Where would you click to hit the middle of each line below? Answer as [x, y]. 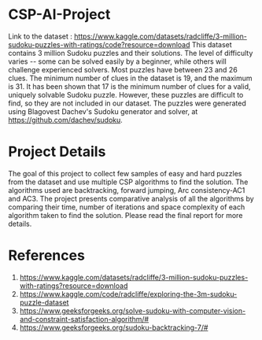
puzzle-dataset [44, 302]
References [46, 255]
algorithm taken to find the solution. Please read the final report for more [125, 215]
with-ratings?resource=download [74, 286]
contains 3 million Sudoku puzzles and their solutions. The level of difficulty [131, 53]
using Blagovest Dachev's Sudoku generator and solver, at [103, 111]
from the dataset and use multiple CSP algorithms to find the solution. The [128, 182]
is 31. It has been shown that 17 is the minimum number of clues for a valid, [129, 86]
